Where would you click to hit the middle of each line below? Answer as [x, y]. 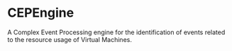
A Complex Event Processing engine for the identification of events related [116, 32]
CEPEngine [41, 13]
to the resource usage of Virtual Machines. [70, 39]
